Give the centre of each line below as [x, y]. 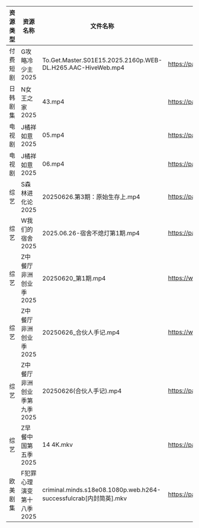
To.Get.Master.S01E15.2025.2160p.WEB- [102, 60]
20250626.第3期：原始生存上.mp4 [91, 197]
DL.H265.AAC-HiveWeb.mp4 [84, 68]
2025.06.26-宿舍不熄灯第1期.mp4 [91, 233]
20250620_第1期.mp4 [74, 278]
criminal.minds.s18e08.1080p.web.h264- [102, 490]
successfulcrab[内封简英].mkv [85, 498]
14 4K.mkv [57, 445]
